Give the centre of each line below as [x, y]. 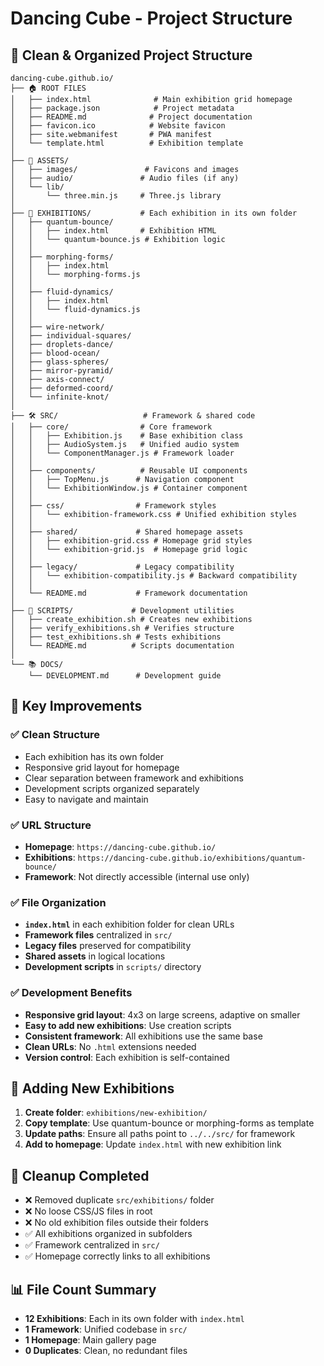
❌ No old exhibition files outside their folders [116, 1223]
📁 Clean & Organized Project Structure [131, 55]
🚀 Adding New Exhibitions [92, 1088]
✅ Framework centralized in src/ [92, 1245]
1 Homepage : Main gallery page [90, 1340]
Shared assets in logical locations [95, 956]
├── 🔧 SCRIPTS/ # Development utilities [122, 611]
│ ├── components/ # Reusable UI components [129, 471]
